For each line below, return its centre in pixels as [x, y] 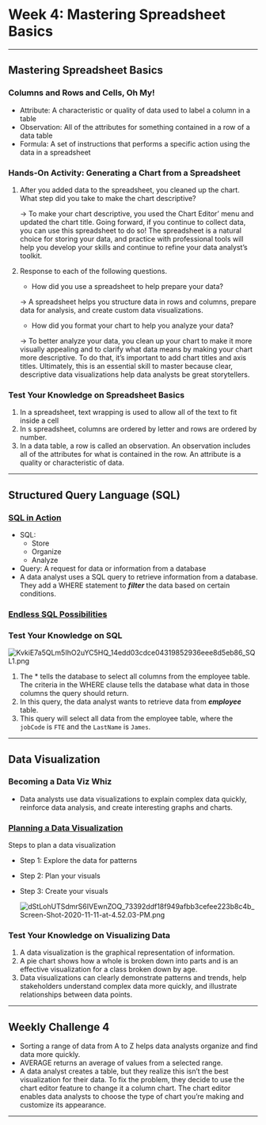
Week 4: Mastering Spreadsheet [117, 15]
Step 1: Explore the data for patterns [78, 861]
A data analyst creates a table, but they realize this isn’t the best [124, 1071]
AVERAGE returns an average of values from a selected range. [121, 1063]
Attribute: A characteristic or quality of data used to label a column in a [135, 110]
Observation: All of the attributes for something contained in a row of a [135, 127]
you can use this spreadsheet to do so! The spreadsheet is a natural [130, 230]
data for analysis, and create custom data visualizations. [111, 310]
